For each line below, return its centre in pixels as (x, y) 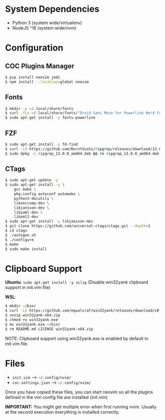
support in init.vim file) (28, 288)
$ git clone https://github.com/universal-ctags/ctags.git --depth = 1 (78, 226)
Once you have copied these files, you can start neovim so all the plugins (79, 392)
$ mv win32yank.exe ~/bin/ (33, 324)
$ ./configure (20, 240)
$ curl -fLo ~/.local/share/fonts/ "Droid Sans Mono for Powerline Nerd (80, 113)
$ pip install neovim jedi (33, 77)
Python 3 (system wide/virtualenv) (47, 23)
